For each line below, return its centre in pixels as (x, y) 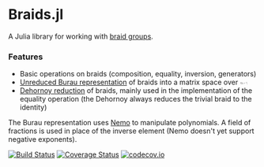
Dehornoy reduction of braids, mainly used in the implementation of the (136, 91)
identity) (33, 107)
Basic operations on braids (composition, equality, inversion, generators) (138, 74)
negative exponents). (43, 139)
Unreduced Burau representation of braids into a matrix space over (129, 82)
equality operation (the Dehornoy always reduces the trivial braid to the (136, 99)
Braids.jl (36, 15)
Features (26, 57)
